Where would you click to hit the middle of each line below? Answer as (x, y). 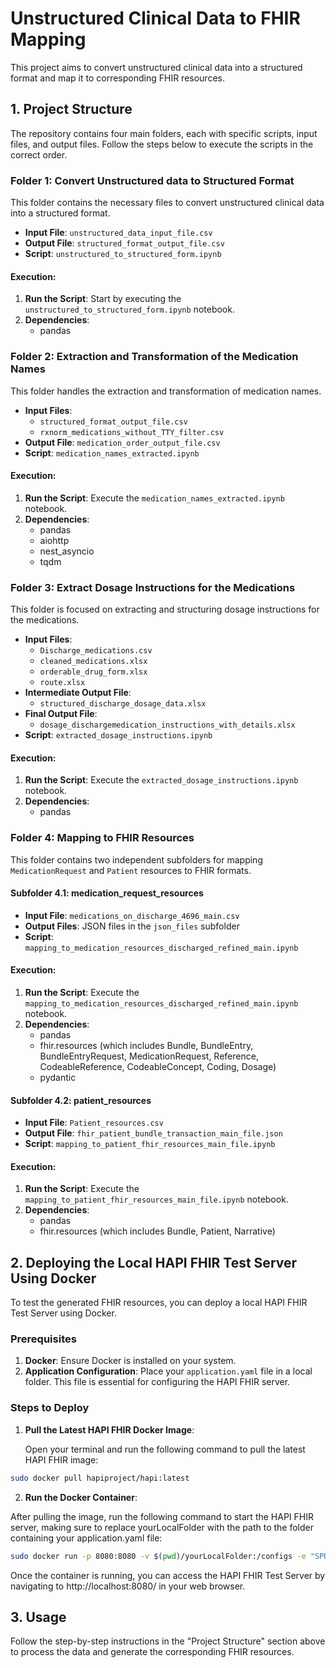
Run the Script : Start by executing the (103, 299)
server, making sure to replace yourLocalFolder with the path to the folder (162, 1527)
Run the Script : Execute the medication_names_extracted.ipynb (154, 498)
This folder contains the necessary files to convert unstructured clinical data (167, 203)
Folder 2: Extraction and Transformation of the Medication (154, 357)
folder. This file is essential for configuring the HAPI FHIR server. (157, 1382)
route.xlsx (62, 683)
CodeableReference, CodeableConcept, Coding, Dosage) (158, 1066)
